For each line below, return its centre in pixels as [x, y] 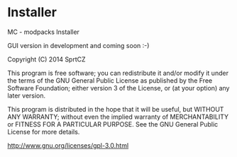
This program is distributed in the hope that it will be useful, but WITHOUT [116, 109]
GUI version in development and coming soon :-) [78, 45]
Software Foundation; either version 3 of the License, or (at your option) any [118, 88]
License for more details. [44, 132]
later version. [27, 95]
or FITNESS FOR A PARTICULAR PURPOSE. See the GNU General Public [113, 124]
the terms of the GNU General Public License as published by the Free [110, 80]
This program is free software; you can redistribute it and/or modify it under [118, 73]
